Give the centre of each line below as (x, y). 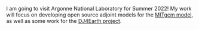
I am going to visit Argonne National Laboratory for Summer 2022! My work (99, 9)
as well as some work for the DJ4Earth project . (64, 21)
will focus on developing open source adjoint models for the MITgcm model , (100, 15)
